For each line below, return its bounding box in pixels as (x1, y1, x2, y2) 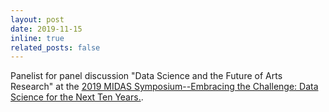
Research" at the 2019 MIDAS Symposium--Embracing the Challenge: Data (10, 81, 319, 93)
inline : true (10, 33, 65, 43)
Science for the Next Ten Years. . (10, 91, 144, 103)
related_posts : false (10, 42, 101, 53)
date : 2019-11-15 (10, 24, 83, 34)
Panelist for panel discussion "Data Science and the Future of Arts (10, 70, 283, 82)
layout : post (10, 14, 65, 25)
